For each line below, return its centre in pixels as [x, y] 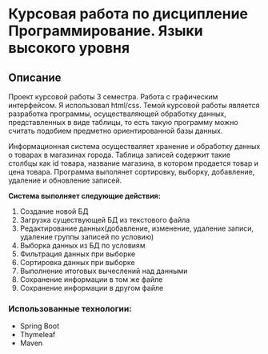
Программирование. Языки [106, 31]
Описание [35, 77]
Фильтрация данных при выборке [78, 254]
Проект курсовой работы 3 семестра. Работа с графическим [113, 97]
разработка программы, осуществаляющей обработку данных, [117, 114]
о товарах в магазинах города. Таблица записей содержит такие [119, 155]
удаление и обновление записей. [65, 180]
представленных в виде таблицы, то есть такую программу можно [123, 122]
